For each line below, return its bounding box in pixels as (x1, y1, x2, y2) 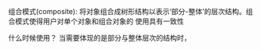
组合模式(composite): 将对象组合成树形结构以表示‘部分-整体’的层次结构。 (8, 7, 246, 16)
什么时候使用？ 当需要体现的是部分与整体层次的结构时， (8, 34, 191, 42)
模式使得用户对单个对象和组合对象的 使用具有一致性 (14, 16, 184, 26)
